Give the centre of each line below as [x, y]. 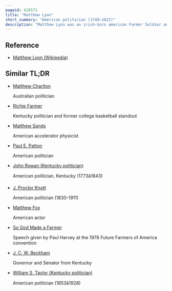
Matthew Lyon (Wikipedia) [40, 57]
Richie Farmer [27, 106]
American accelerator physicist [46, 135]
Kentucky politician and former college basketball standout [75, 115]
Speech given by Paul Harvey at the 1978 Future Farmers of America [85, 237]
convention [25, 243]
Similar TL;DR [27, 74]
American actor [29, 217]
